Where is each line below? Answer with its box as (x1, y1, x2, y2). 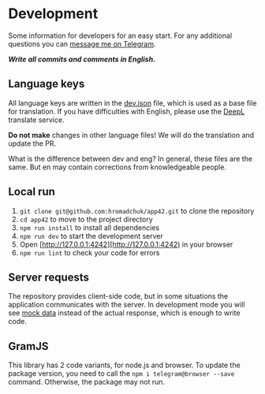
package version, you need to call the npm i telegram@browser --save (8, 369, 235, 378)
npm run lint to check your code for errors (19, 247, 160, 257)
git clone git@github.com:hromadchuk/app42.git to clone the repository (19, 206, 255, 215)
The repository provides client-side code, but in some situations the (8, 292, 229, 301)
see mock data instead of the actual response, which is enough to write (8, 308, 241, 318)
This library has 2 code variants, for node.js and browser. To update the (8, 360, 241, 370)
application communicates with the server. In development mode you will (8, 300, 245, 310)
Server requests (8, 270, 89, 284)
